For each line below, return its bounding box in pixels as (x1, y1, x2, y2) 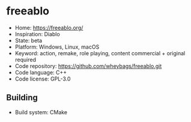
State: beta (14, 37, 43, 44)
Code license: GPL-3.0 (14, 75, 71, 82)
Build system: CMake (14, 108, 68, 115)
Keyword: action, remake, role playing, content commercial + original (14, 49, 186, 56)
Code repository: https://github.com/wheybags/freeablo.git (14, 62, 162, 70)
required (14, 56, 37, 63)
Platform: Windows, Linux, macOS (14, 43, 100, 50)
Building (6, 93, 38, 103)
